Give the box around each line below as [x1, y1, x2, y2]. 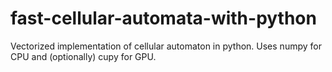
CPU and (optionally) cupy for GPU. [10, 50, 157, 62]
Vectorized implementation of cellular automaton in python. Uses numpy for [10, 40, 322, 52]
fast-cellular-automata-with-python [10, 7, 317, 30]
